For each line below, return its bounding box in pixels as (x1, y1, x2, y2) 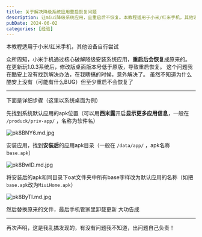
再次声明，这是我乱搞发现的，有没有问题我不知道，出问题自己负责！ (6, 224, 175, 232)
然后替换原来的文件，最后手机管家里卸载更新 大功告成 (6, 206, 139, 213)
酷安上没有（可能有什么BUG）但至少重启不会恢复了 (6, 78, 134, 86)
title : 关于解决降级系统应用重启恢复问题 (6, 8, 97, 15)
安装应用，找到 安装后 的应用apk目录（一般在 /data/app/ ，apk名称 (6, 142, 170, 149)
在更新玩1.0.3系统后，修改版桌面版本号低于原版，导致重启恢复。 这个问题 (6, 63, 188, 71)
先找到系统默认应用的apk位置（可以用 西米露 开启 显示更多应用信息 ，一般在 (6, 110, 189, 117)
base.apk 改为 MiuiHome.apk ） (6, 182, 76, 189)
